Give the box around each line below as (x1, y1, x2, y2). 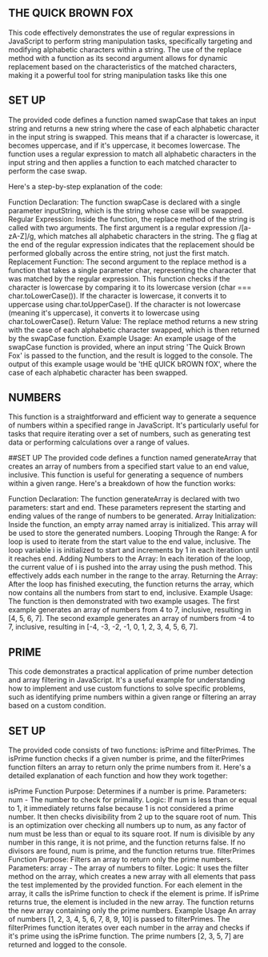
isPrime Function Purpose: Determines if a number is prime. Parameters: (8, 786, 246, 797)
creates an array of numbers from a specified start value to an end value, (8, 461, 250, 472)
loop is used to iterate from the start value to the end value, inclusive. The (8, 537, 251, 546)
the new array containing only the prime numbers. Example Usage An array (8, 906, 257, 915)
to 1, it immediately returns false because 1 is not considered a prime (8, 804, 234, 813)
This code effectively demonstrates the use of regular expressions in (8, 27, 235, 37)
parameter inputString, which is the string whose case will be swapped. (8, 205, 244, 215)
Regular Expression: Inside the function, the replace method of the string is (8, 214, 255, 224)
